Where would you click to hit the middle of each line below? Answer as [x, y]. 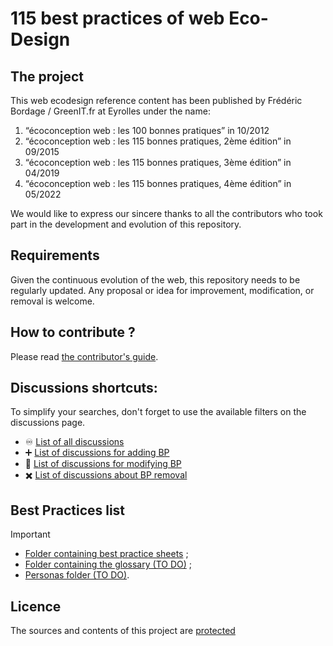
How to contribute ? [73, 332]
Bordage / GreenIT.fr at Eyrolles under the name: [110, 111]
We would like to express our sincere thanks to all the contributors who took [166, 213]
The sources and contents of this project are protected [123, 631]
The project [47, 76]
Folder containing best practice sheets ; [106, 554]
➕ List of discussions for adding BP [97, 453]
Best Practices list [68, 510]
